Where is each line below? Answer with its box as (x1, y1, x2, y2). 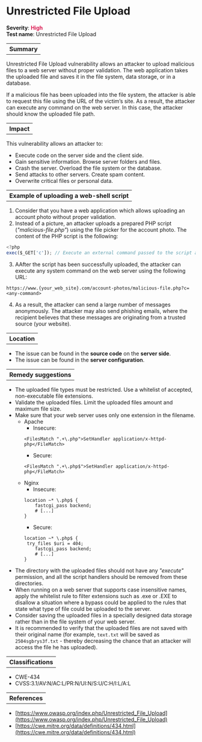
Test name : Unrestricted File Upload (6, 30, 97, 37)
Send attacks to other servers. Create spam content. (14, 170, 145, 178)
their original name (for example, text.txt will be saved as (14, 631, 160, 638)
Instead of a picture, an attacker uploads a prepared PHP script (14, 220, 172, 227)
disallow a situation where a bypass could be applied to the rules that (14, 599, 186, 606)
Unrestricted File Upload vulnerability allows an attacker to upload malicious (6, 60, 195, 67)
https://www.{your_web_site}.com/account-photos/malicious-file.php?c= (6, 285, 189, 291)
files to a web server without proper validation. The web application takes (6, 66, 188, 73)
